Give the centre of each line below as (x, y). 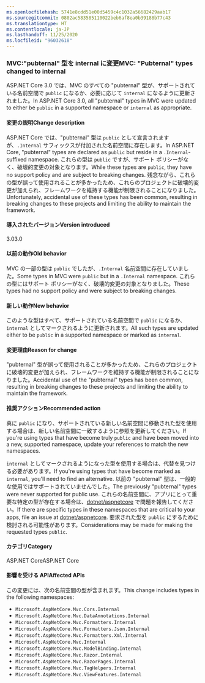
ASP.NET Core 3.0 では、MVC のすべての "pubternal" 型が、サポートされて (101, 85)
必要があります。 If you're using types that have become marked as (96, 471)
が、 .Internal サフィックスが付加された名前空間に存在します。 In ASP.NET (100, 145)
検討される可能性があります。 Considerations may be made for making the (99, 525)
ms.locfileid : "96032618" (39, 41)
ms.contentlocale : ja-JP (38, 29)
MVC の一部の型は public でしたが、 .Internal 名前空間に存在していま (95, 268)
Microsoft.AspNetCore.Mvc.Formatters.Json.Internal (82, 629)
